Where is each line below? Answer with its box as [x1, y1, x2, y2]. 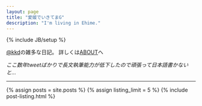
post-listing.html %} [6, 93, 56, 100]
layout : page [6, 8, 39, 15]
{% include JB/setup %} [6, 37, 66, 44]
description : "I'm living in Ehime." [6, 20, 101, 26]
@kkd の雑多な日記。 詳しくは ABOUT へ [6, 49, 104, 56]
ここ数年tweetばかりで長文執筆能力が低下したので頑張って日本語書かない [6, 61, 189, 69]
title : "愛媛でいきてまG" [6, 14, 65, 20]
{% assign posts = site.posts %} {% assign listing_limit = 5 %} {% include [6, 86, 188, 93]
